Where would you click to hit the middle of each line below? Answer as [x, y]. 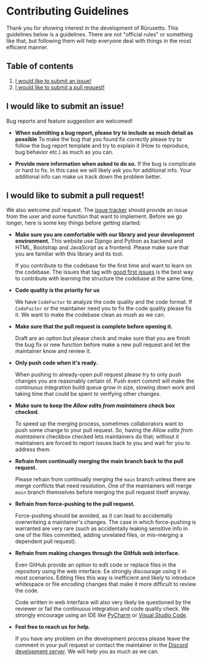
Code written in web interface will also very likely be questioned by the [103, 602]
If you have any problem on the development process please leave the [102, 639]
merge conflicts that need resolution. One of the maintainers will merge [103, 486]
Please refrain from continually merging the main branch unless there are [105, 479]
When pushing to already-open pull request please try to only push [98, 375]
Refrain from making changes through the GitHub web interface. [97, 553]
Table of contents [40, 66]
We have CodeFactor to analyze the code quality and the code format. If [103, 302]
